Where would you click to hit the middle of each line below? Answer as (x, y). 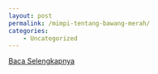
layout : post (30, 16)
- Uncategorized (51, 38)
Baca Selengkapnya (42, 61)
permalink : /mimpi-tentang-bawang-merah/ (79, 23)
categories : (28, 31)
